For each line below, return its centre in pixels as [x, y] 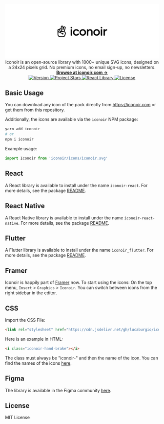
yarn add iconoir [23, 129]
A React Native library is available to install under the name [64, 218]
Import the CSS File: [25, 320]
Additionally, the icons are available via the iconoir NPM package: [72, 119]
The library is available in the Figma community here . [58, 390]
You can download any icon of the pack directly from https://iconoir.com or [81, 105]
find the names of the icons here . [38, 363]
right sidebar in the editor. [31, 293]
